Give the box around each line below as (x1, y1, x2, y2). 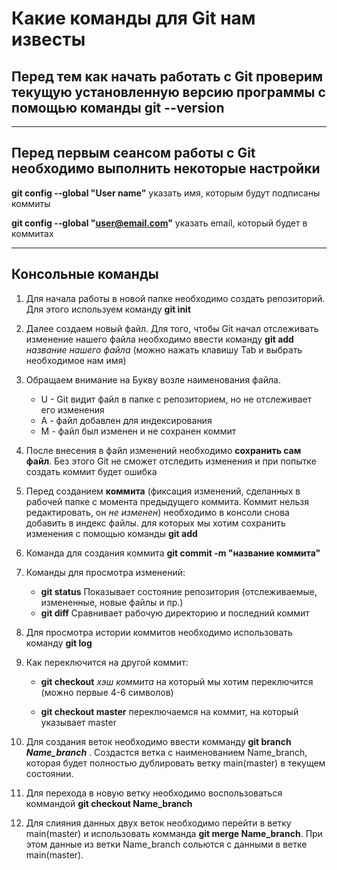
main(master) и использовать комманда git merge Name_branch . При (25, 827, 323, 839)
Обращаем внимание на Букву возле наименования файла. (25, 373, 281, 386)
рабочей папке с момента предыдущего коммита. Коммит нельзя (25, 495, 309, 507)
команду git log (25, 637, 93, 649)
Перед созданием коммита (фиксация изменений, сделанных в (25, 485, 301, 497)
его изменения (40, 403, 105, 416)
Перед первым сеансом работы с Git (11, 145, 256, 162)
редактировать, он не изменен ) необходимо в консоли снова (25, 506, 290, 518)
